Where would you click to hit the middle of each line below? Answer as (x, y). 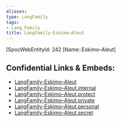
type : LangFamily (27, 17)
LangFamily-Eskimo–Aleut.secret (54, 112)
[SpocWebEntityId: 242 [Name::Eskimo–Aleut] (61, 49)
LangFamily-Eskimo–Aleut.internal (55, 88)
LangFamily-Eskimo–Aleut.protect (55, 94)
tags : (13, 22)
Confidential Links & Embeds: (61, 68)
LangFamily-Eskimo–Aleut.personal (57, 106)
